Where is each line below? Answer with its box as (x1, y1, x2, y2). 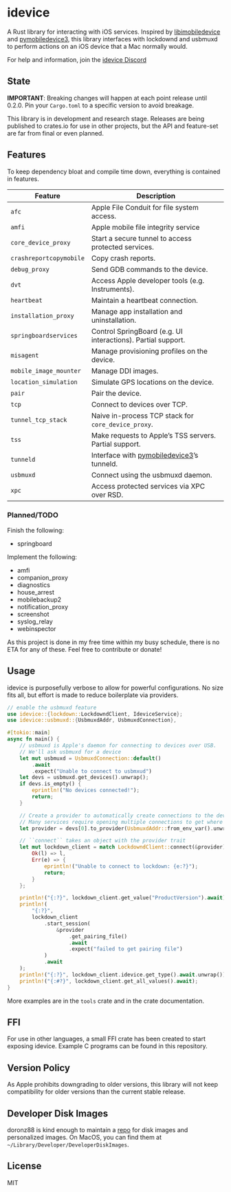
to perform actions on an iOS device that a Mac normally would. (7, 42, 188, 50)
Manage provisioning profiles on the (91, 346, 208, 356)
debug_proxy (10, 265, 50, 273)
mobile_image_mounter (10, 367, 81, 374)
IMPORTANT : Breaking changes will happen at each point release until (7, 94, 208, 102)
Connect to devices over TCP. (91, 399, 188, 409)
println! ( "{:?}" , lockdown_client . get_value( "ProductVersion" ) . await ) (19, 895, 226, 902)
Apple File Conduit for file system (91, 202, 199, 212)
